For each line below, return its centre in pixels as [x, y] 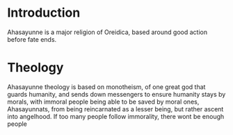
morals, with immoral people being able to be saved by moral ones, [103, 102]
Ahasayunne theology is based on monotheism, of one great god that [106, 87]
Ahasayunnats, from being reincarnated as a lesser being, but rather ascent [115, 109]
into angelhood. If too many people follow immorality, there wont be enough [116, 116]
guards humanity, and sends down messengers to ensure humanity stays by [116, 94]
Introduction [44, 13]
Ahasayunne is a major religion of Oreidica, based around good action [107, 32]
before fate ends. [32, 39]
